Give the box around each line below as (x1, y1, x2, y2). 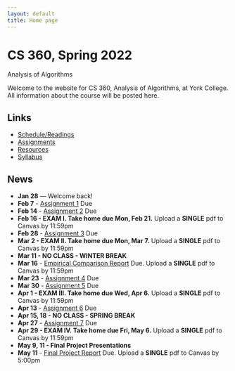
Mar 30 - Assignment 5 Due (17, 282, 99, 290)
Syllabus (17, 152, 43, 162)
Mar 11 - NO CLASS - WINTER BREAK (17, 252, 127, 260)
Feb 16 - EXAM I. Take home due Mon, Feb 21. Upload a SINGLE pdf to (17, 214, 224, 223)
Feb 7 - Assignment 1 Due (17, 200, 93, 208)
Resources (17, 145, 49, 154)
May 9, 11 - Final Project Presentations (17, 341, 132, 350)
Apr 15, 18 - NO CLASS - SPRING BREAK (17, 311, 136, 320)
